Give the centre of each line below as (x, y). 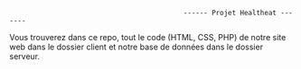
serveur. (25, 56)
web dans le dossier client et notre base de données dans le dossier (136, 47)
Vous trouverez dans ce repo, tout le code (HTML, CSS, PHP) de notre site (148, 37)
